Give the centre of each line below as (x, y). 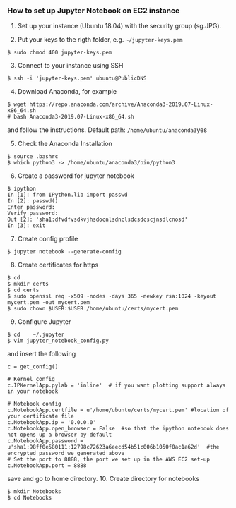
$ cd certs (23, 290)
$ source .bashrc (33, 157)
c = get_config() (33, 367)
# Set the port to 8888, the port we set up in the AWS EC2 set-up (109, 460)
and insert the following (42, 354)
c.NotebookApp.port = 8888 (47, 466)
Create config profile (48, 239)
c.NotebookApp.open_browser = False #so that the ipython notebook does (118, 429)
